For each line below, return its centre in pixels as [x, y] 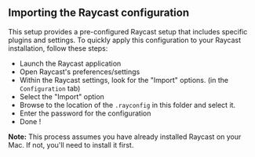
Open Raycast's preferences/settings [80, 71]
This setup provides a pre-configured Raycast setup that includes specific [128, 31]
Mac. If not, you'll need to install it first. [71, 145]
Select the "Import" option [62, 96]
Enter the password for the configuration [85, 113]
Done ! [30, 121]
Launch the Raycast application [70, 63]
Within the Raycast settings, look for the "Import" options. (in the [124, 80]
